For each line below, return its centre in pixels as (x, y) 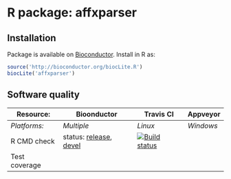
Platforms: (27, 126)
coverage (26, 165)
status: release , (87, 136)
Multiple (76, 126)
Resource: (33, 114)
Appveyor (204, 114)
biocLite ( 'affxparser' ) (41, 73)
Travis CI (159, 114)
